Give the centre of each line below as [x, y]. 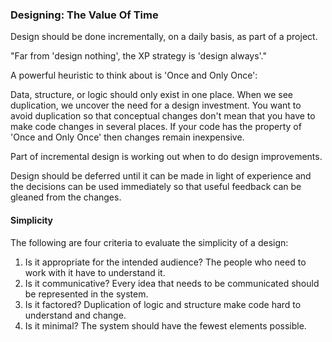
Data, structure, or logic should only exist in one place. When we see [152, 95]
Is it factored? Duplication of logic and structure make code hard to [163, 304]
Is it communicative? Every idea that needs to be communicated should [172, 283]
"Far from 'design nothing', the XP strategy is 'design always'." [139, 56]
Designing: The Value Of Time [84, 15]
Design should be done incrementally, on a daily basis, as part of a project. [164, 37]
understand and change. [75, 315]
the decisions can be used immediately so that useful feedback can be [156, 187]
